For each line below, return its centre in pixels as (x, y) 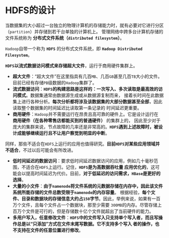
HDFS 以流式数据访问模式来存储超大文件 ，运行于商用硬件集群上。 (71, 66)
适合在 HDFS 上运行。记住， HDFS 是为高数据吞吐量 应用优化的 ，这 (91, 167)
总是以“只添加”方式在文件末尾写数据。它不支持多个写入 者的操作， (86, 224)
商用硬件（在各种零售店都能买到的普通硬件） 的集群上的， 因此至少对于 (87, 120)
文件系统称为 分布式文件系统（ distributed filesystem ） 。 (65, 38)
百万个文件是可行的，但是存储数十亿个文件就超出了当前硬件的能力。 (83, 211)
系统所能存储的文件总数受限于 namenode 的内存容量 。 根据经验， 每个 (82, 192)
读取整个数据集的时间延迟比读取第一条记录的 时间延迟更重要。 (77, 108)
